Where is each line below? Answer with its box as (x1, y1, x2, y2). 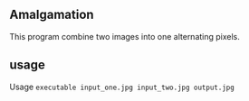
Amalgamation (9, 7, 94, 23)
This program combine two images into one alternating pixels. (9, 31, 240, 41)
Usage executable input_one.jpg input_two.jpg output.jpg (9, 81, 235, 92)
